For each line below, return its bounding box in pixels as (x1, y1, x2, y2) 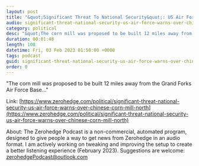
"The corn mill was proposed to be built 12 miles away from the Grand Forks (6, 80, 192, 87)
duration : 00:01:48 (6, 36, 54, 42)
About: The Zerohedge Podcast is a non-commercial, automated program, (6, 128, 187, 135)
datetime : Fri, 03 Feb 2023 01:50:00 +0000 (6, 47, 115, 53)
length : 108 (6, 42, 36, 48)
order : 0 (6, 63, 28, 70)
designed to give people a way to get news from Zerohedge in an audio (6, 135, 181, 142)
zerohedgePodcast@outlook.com (6, 154, 88, 161)
